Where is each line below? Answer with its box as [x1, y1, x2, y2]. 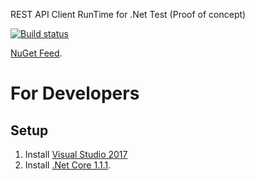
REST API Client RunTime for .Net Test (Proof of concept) [10, 9, 247, 20]
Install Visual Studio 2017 [24, 149, 128, 160]
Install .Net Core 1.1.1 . [24, 159, 112, 171]
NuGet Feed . [10, 47, 63, 59]
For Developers [10, 82, 140, 105]
